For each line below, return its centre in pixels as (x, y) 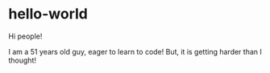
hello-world (48, 14)
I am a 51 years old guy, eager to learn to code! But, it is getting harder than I (135, 51)
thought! (23, 60)
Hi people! (25, 36)
